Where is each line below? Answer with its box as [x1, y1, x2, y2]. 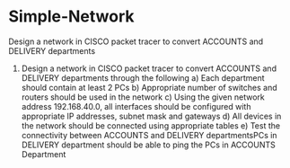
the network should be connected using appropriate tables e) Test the [21, 119, 280, 131]
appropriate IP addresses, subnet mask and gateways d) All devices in [21, 111, 282, 121]
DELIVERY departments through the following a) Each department [21, 72, 266, 83]
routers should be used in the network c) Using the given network [21, 92, 266, 102]
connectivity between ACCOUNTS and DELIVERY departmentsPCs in [21, 129, 277, 140]
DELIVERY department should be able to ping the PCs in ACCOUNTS [21, 139, 276, 150]
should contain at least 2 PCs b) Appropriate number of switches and [21, 82, 277, 93]
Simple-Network [8, 6, 135, 27]
